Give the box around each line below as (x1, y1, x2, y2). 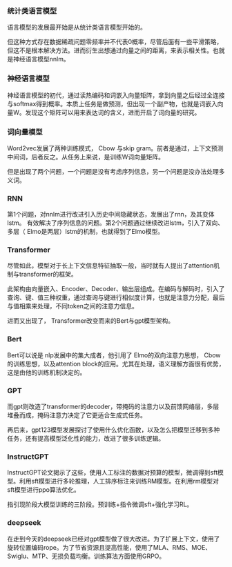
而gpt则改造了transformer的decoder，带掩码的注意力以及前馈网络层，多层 (7, 402, 220, 411)
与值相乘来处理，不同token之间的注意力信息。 (7, 302, 138, 310)
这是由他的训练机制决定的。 (7, 368, 86, 377)
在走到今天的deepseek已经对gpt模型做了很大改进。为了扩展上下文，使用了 (7, 535, 220, 543)
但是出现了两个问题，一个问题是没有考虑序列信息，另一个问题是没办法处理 (7, 167, 219, 175)
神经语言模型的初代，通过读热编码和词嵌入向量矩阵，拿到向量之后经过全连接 (7, 91, 225, 99)
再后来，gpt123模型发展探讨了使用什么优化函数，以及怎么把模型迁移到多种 (7, 426, 220, 434)
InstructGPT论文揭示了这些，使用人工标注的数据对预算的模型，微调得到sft (7, 468, 218, 477)
